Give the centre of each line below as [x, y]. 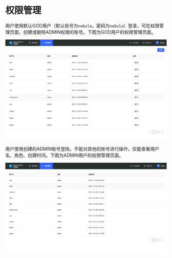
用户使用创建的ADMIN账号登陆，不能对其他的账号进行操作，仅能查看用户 [82, 149]
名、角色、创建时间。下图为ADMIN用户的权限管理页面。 [64, 155]
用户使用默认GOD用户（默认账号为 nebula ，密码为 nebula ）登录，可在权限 [82, 26]
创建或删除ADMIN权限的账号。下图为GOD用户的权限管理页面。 [89, 32]
